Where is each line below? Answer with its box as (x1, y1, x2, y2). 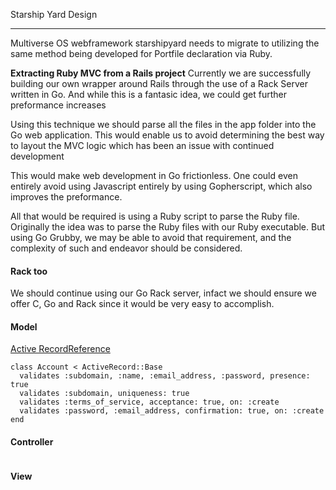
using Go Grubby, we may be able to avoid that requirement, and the (10, 232, 292, 243)
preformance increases (10, 99, 107, 111)
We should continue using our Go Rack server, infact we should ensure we (10, 287, 317, 299)
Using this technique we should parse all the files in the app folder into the (10, 119, 317, 130)
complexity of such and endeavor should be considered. (10, 242, 243, 254)
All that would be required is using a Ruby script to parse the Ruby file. (10, 210, 300, 222)
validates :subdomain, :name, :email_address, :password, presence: (19, 371, 311, 381)
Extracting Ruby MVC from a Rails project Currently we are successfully (10, 67, 312, 79)
